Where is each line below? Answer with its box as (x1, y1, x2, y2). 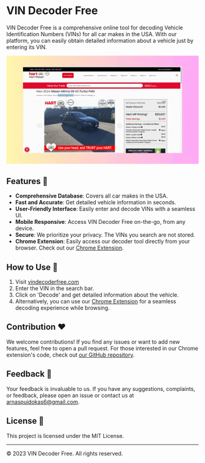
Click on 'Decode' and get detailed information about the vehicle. (15, 291, 179, 298)
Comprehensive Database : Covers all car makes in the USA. (15, 192, 168, 199)
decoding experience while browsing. (15, 304, 110, 312)
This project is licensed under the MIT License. (6, 432, 124, 439)
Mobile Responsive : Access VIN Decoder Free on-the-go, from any (15, 218, 186, 226)
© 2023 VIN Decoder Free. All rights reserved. (6, 450, 123, 457)
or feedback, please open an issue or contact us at (6, 391, 134, 399)
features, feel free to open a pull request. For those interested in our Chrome (6, 344, 198, 352)
